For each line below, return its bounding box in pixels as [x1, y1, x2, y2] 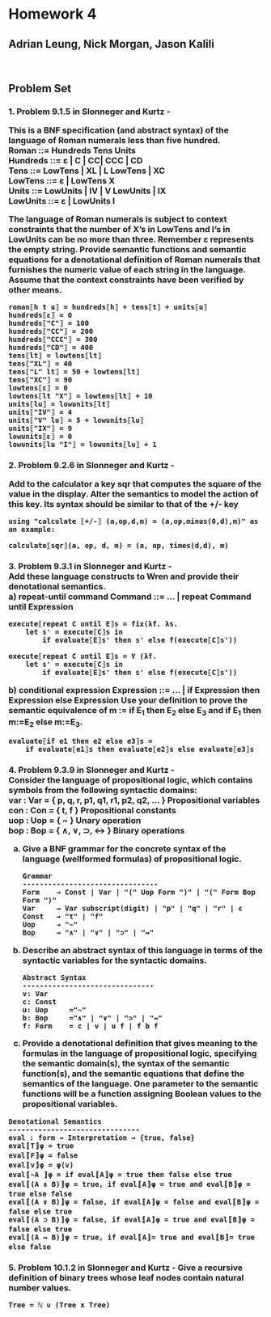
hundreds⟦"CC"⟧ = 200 [8, 327, 94, 336]
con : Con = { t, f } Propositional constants [8, 804, 176, 816]
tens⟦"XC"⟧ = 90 [8, 375, 73, 385]
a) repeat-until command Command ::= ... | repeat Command [8, 591, 252, 602]
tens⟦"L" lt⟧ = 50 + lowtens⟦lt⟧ [8, 367, 140, 377]
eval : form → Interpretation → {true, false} [8, 1133, 196, 1142]
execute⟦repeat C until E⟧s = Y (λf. [8, 652, 158, 661]
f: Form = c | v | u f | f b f [22, 1022, 159, 1031]
